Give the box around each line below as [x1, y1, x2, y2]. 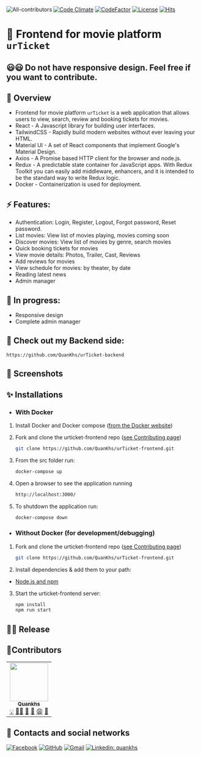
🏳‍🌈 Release [6, 624, 50, 634]
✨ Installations [6, 390, 63, 400]
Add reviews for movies [15, 258, 75, 265]
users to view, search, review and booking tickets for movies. [15, 115, 169, 123]
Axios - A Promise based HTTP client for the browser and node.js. [15, 155, 181, 162]
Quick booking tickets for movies [15, 245, 98, 252]
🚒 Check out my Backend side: [6, 336, 125, 346]
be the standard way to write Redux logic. [15, 174, 120, 182]
